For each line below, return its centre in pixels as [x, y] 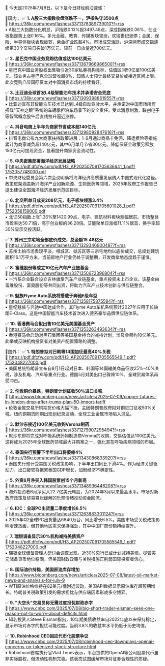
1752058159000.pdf [25, 211]
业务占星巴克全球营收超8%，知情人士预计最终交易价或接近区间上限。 [88, 76]
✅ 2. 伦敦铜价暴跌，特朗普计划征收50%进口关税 [54, 391]
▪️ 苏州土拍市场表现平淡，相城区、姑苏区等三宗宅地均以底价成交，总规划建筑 [82, 251]
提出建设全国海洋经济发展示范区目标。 [44, 190]
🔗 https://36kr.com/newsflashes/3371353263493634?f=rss [66, 329]
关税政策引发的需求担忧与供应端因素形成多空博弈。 [78, 592]
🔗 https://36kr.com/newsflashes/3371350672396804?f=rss [65, 273]
